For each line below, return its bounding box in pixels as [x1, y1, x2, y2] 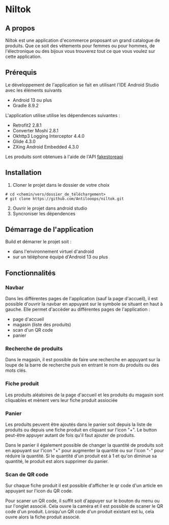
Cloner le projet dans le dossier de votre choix [12, 182, 110, 188]
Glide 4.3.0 [12, 138, 36, 144]
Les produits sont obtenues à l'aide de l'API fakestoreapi [5, 154, 124, 160]
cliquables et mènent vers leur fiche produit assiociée [5, 397, 118, 403]
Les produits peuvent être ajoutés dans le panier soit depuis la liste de [5, 421, 152, 428]
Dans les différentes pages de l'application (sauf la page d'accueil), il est [5, 296, 158, 302]
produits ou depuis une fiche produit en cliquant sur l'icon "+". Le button [5, 427, 157, 433]
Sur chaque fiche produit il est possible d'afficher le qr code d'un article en [5, 482, 163, 489]
